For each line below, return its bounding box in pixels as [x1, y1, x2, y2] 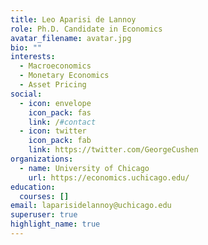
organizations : [10, 154, 74, 164]
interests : [10, 52, 56, 62]
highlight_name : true [10, 219, 101, 230]
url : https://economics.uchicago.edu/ [28, 172, 190, 183]
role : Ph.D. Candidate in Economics [10, 24, 163, 34]
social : [10, 89, 43, 99]
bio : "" [10, 42, 43, 53]
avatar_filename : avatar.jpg [10, 33, 132, 43]
